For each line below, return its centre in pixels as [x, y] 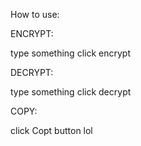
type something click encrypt [70, 53]
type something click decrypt [71, 92]
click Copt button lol [51, 130]
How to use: [35, 14]
